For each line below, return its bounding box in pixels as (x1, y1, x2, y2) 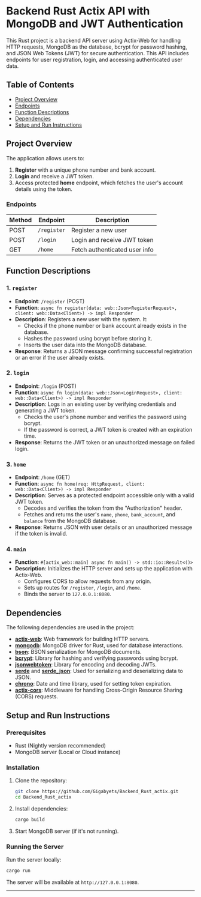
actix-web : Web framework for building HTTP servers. (14, 635, 150, 643)
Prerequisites (6, 728, 46, 737)
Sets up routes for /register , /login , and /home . (23, 584, 142, 591)
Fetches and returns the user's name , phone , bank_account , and (23, 511, 176, 518)
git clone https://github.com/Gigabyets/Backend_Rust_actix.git (14, 788, 179, 795)
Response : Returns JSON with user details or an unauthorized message (14, 524, 193, 531)
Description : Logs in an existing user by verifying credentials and (14, 400, 176, 408)
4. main (6, 545, 26, 554)
